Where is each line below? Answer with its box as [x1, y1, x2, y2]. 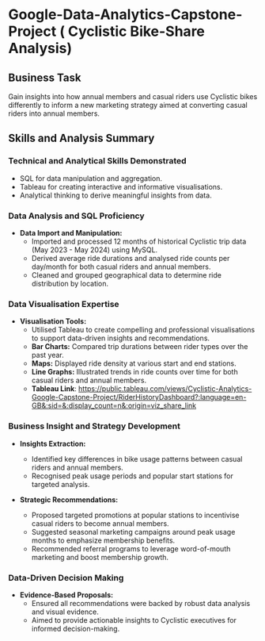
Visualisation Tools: [19, 317, 87, 326]
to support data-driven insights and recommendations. [31, 333, 210, 343]
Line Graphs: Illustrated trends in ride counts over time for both [31, 367, 239, 377]
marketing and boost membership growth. [31, 552, 168, 562]
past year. [31, 351, 65, 360]
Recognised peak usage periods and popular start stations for [31, 470, 233, 481]
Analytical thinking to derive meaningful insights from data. [19, 190, 212, 200]
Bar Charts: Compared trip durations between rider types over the [31, 342, 248, 351]
